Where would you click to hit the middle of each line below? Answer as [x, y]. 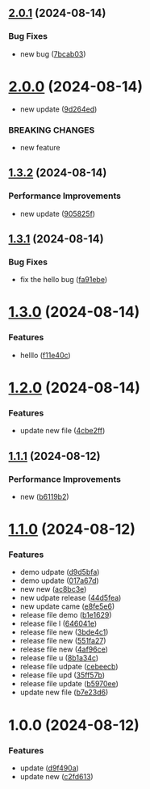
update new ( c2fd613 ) [57, 776]
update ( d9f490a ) [49, 768]
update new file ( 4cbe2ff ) [62, 431]
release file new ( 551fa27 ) [63, 641]
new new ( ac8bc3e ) [53, 589]
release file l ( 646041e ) [58, 624]
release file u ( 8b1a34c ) [59, 658]
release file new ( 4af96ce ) [64, 649]
